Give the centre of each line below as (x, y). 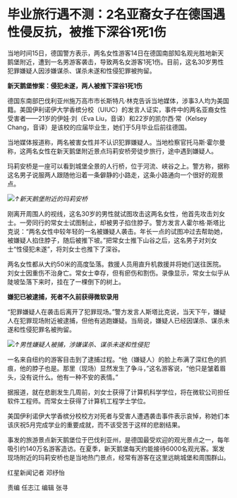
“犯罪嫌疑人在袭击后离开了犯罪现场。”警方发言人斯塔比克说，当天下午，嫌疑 (117, 312)
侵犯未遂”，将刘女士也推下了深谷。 (73, 249)
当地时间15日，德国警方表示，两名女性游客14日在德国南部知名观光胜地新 (113, 53)
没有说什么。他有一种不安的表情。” (69, 377)
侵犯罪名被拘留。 (50, 329)
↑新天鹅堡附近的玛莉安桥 (51, 198)
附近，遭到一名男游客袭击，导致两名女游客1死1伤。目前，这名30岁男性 (122, 61)
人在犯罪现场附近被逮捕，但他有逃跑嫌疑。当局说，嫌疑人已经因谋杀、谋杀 (115, 320)
